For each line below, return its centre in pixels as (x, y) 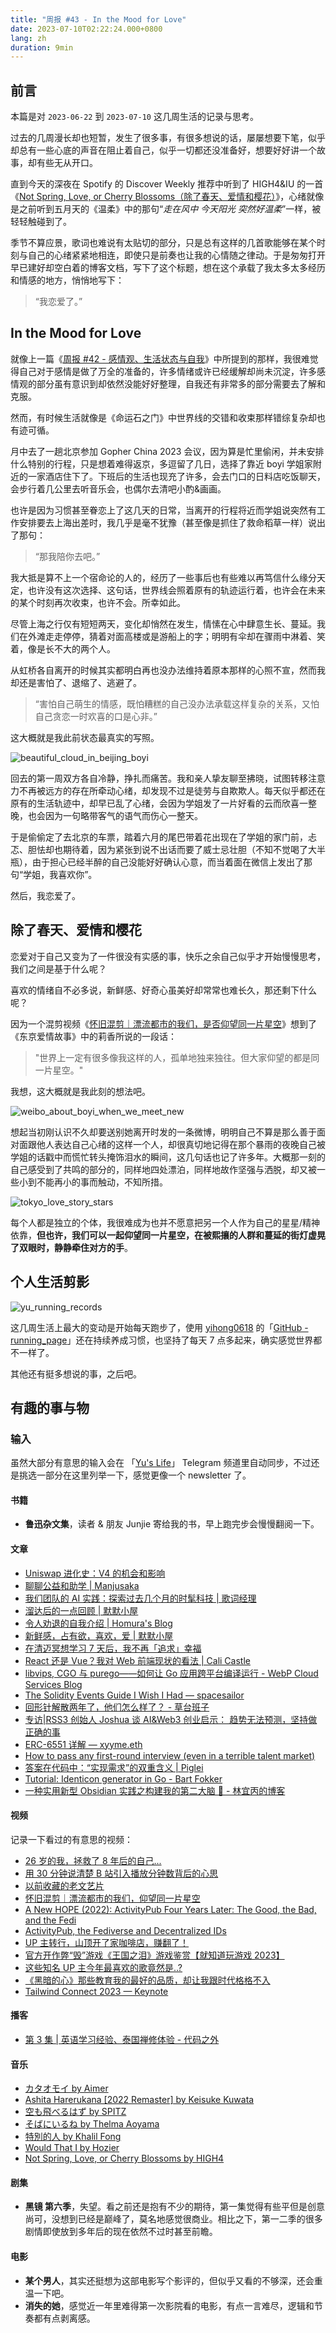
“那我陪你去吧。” (67, 556)
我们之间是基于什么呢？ (58, 968)
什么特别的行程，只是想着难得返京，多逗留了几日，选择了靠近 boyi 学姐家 (161, 463)
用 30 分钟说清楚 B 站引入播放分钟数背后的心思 (121, 1873)
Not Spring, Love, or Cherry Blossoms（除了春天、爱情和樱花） (148, 197)
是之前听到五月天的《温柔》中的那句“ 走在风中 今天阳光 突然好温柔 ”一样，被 (166, 209)
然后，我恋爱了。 (45, 895)
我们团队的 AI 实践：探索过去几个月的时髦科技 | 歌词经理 (140, 1598)
